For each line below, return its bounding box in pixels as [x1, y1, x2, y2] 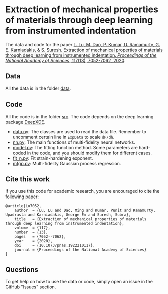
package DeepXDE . [5, 119, 46, 125]
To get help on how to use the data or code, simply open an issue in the [5, 279, 153, 285]
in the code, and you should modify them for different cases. [27, 150, 152, 156]
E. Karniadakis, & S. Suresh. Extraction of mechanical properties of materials [5, 47, 163, 53]
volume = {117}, [14, 225, 51, 231]
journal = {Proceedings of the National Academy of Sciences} [14, 247, 147, 252]
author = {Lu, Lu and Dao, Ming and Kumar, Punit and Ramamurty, [14, 208, 156, 213]
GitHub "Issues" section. [5, 284, 56, 290]
